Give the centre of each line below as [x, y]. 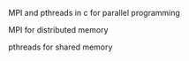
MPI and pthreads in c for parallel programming [94, 13]
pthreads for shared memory [60, 47]
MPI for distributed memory [58, 30]
